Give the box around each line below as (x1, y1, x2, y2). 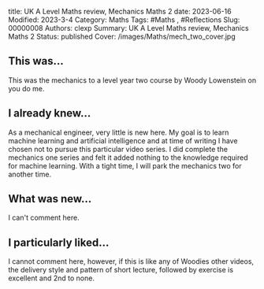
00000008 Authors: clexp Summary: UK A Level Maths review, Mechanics (8, 24, 250, 32)
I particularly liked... (8, 235, 110, 249)
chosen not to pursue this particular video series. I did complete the (8, 144, 229, 154)
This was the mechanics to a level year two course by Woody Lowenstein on (8, 75, 257, 85)
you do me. (8, 83, 45, 93)
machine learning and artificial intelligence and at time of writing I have (8, 135, 238, 145)
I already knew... (8, 106, 91, 120)
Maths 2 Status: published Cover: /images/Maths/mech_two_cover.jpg (8, 31, 236, 41)
